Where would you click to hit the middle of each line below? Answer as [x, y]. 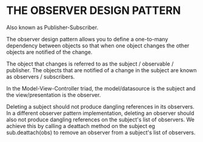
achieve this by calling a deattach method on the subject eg [81, 126]
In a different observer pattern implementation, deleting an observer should [100, 113]
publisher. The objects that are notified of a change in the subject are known [101, 70]
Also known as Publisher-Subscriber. [52, 27]
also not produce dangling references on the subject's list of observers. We [101, 120]
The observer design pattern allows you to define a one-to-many [87, 39]
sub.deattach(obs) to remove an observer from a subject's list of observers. [101, 132]
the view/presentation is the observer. [54, 95]
